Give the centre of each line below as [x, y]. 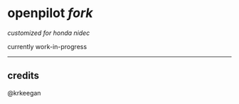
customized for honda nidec [49, 33]
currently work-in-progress [47, 46]
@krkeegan [24, 93]
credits [23, 76]
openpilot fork [50, 13]
